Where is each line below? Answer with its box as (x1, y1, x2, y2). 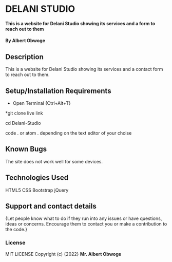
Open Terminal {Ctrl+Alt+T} (12, 100, 71, 106)
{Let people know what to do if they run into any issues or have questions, (5, 215, 162, 221)
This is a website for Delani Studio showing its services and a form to (5, 20, 156, 26)
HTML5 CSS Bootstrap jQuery (5, 187, 69, 193)
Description (5, 52, 44, 61)
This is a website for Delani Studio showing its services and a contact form (5, 66, 163, 72)
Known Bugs (5, 145, 47, 154)
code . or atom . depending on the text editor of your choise (5, 130, 132, 136)
